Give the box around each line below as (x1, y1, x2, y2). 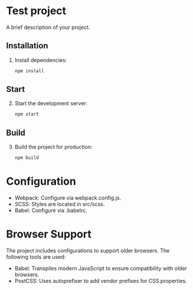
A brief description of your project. (6, 24, 90, 31)
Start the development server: (14, 100, 88, 107)
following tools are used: (6, 253, 66, 260)
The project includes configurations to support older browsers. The (6, 247, 170, 254)
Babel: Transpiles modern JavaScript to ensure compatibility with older (14, 265, 188, 272)
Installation (6, 41, 48, 51)
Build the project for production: (14, 144, 93, 151)
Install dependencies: (14, 56, 67, 63)
